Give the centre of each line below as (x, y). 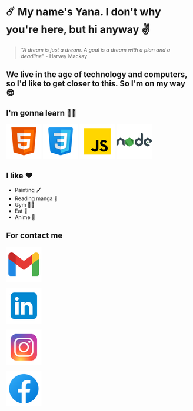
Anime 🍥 (25, 217)
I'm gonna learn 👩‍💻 (41, 113)
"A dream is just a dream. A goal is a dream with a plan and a (95, 50)
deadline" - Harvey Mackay (54, 56)
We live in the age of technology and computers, (97, 75)
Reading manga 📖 (36, 198)
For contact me (34, 236)
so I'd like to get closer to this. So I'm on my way (96, 84)
